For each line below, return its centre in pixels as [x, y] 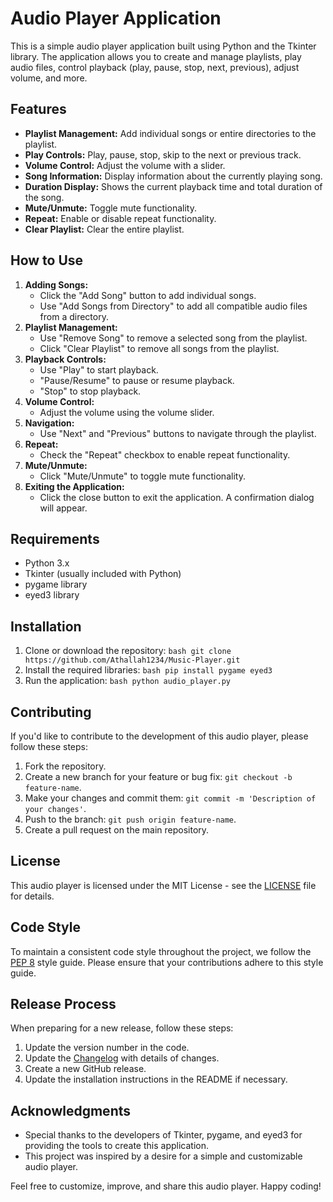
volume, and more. [49, 78]
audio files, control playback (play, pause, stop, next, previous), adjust [155, 67]
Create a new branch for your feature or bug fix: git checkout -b [158, 776]
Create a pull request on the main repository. [117, 830]
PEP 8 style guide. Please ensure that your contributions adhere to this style [167, 962]
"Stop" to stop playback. [90, 391]
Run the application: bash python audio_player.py [127, 681]
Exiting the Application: [74, 486]
